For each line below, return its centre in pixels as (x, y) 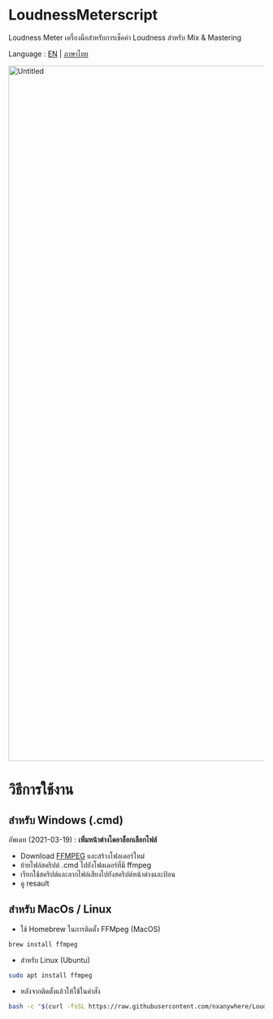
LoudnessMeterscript (83, 15)
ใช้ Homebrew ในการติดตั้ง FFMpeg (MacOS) (90, 929)
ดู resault (35, 883)
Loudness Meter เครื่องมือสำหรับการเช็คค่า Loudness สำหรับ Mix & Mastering (125, 37)
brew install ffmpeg (43, 944)
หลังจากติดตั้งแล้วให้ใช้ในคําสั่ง (60, 991)
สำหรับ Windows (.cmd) (66, 820)
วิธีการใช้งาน (41, 790)
